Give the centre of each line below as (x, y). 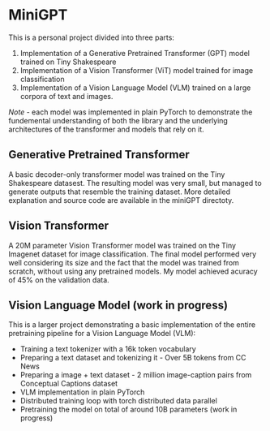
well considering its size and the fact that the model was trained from (124, 262)
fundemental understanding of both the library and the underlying (118, 120)
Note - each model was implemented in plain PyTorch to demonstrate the (131, 112)
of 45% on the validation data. (59, 280)
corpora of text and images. (66, 96)
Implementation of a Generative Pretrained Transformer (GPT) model (135, 53)
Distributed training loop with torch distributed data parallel (118, 401)
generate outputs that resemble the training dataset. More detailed (120, 192)
